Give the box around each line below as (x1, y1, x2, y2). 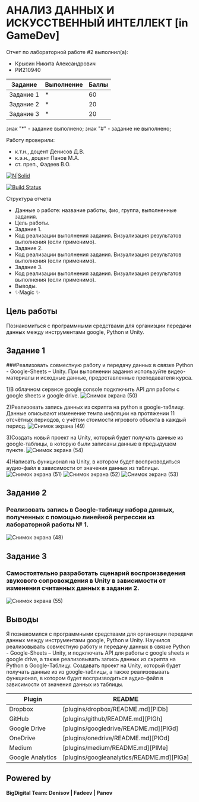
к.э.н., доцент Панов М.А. (14, 154, 80, 161)
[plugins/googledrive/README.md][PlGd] (62, 724, 179, 732)
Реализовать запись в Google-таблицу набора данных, (6, 506, 174, 514)
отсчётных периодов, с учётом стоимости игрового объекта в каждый (6, 416, 187, 423)
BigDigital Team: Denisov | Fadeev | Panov (6, 789, 113, 796)
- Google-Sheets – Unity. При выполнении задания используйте (6, 368, 167, 375)
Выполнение (45, 80, 83, 89)
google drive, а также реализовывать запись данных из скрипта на (6, 655, 176, 662)
